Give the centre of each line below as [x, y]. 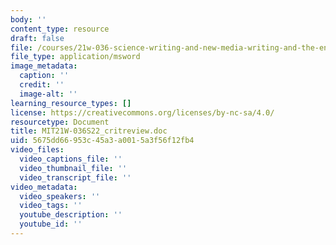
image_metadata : [44, 66]
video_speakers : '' [60, 196]
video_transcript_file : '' [75, 177]
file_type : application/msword [75, 57]
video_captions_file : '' [71, 159]
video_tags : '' [51, 206]
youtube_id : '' [51, 224]
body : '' [28, 19]
